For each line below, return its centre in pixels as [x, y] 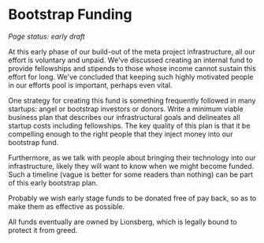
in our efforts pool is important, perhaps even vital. [90, 85]
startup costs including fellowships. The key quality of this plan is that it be [129, 125]
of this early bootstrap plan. [53, 182]
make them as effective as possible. [66, 206]
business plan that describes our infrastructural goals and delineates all [124, 117]
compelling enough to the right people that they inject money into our [121, 134]
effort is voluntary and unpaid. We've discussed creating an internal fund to [131, 60]
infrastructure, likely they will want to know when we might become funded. [131, 166]
